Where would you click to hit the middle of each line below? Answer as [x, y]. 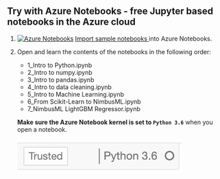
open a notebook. [42, 129]
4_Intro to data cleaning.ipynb [69, 87]
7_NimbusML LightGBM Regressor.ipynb [84, 108]
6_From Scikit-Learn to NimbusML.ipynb [84, 102]
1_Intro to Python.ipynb [60, 65]
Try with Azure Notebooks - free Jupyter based [110, 11]
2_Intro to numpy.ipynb [60, 72]
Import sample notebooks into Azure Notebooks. [144, 38]
